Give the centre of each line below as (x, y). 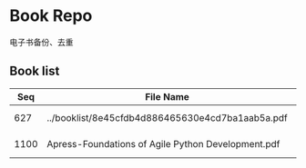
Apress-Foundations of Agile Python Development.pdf (163, 143)
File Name (167, 96)
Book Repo (51, 16)
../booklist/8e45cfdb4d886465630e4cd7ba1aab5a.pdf (168, 117)
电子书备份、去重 (41, 42)
